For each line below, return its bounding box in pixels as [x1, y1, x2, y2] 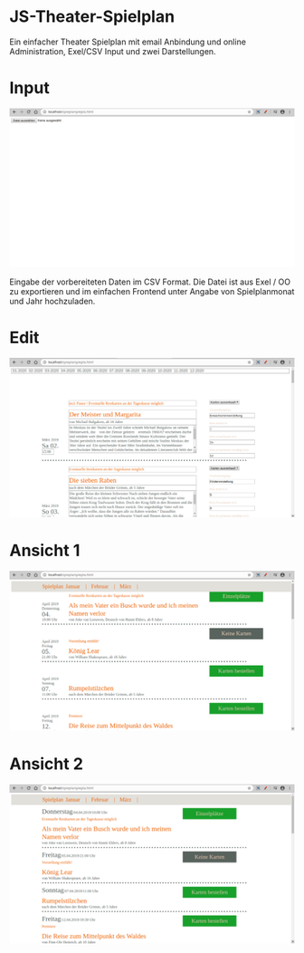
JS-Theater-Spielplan [9, 6, 175, 27]
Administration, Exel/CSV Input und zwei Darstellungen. [9, 45, 216, 56]
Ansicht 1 [9, 541, 81, 561]
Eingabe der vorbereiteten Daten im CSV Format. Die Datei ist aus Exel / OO [9, 276, 291, 287]
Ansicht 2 [9, 754, 84, 775]
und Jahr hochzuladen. [9, 295, 96, 306]
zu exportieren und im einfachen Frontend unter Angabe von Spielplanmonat [9, 285, 295, 296]
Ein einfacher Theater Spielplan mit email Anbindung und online [9, 36, 247, 47]
